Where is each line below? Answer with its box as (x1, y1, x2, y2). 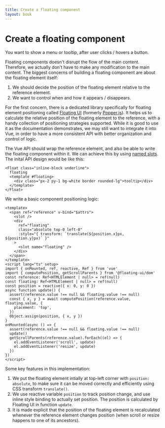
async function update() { (5, 288, 61, 293)
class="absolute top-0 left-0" (18, 227, 83, 233)
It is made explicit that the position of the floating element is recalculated (12, 407, 160, 413)
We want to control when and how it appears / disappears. (12, 95, 132, 101)
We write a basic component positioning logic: (5, 196, 99, 202)
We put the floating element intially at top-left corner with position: (12, 376, 150, 381)
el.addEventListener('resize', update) (14, 344, 96, 349)
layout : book (5, 12, 32, 17)
